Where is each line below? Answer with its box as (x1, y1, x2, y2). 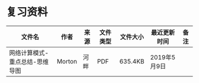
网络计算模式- (9, 49, 49, 57)
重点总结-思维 (9, 58, 49, 66)
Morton (56, 57, 78, 65)
